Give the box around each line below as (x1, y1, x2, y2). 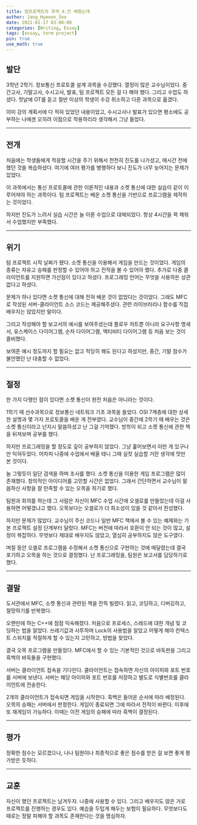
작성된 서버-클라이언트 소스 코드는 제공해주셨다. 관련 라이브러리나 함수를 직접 (12, 301, 189, 308)
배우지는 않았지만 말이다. (6, 308, 63, 315)
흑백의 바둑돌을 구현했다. (6, 654, 63, 661)
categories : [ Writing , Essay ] (6, 25, 80, 31)
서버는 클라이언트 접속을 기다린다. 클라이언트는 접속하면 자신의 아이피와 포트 (6, 666, 180, 673)
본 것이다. (6, 458, 28, 465)
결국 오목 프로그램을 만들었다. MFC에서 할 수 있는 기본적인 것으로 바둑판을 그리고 (6, 646, 191, 654)
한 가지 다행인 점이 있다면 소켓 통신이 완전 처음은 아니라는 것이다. (6, 396, 155, 403)
